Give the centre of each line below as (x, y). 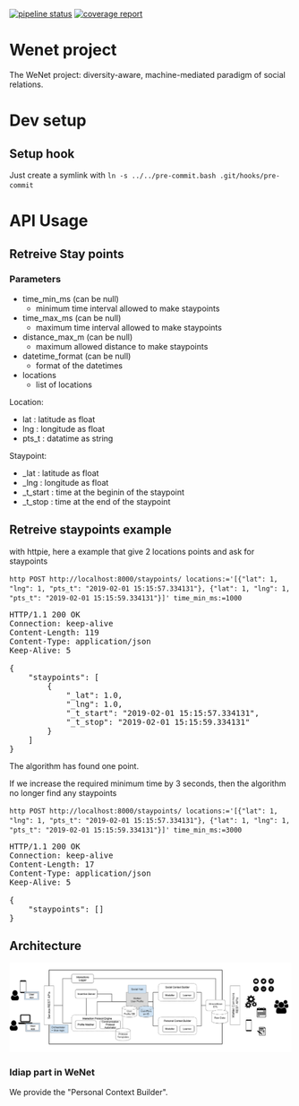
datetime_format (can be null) (77, 356)
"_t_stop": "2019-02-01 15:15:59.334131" (158, 722)
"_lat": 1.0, (94, 695)
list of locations (64, 385)
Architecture (46, 946)
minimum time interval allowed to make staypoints (128, 308)
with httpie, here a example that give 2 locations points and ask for (132, 551)
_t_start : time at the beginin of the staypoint (103, 492)
